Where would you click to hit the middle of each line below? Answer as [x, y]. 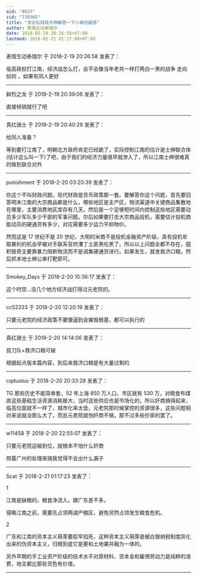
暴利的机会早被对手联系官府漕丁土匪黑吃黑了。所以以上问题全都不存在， [98, 244]
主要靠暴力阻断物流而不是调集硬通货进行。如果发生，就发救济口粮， [103, 251]
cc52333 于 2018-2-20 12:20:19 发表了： [55, 307]
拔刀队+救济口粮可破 [31, 350]
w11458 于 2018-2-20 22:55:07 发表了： [54, 433]
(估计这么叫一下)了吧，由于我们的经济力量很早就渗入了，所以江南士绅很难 [95, 157]
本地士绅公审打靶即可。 [45, 259]
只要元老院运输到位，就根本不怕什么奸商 [55, 446]
